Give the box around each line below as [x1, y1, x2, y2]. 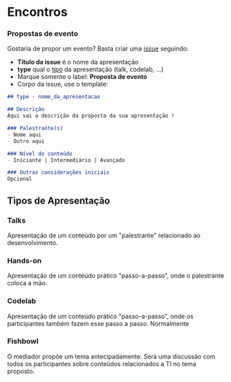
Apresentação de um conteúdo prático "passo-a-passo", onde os [7, 312, 194, 320]
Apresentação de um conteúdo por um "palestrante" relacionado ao [7, 231, 201, 239]
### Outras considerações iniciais [7, 169, 110, 176]
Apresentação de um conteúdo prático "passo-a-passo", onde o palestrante [7, 271, 225, 280]
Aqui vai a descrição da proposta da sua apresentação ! [7, 112, 175, 120]
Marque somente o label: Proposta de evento [17, 73, 147, 81]
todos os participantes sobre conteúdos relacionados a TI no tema [7, 359, 196, 367]
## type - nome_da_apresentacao [7, 93, 100, 100]
